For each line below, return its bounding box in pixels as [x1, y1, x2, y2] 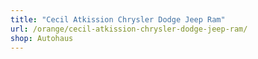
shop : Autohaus [10, 33, 74, 43]
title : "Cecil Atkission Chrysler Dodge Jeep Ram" [10, 14, 226, 25]
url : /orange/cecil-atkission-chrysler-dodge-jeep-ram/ [10, 24, 248, 34]
